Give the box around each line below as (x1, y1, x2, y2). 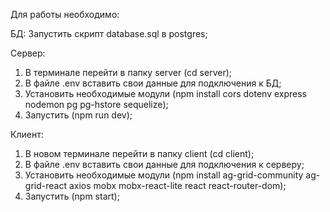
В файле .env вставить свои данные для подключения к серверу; (24, 159, 305, 170)
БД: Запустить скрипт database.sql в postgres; (10, 28, 208, 39)
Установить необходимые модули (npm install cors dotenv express (24, 88, 307, 99)
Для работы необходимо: (10, 9, 120, 20)
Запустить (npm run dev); (24, 109, 133, 121)
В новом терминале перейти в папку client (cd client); (24, 148, 255, 159)
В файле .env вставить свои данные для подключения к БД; (24, 77, 282, 89)
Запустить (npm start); (24, 190, 120, 202)
